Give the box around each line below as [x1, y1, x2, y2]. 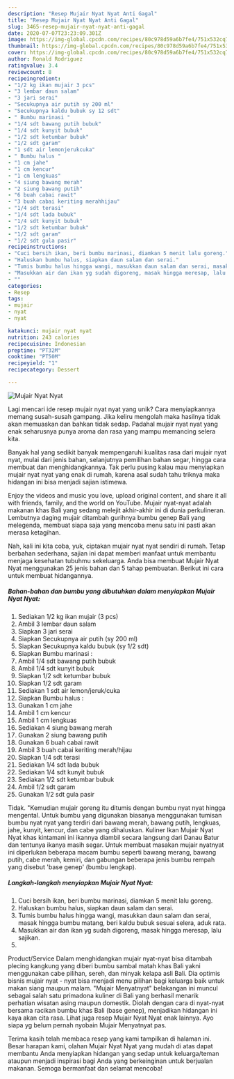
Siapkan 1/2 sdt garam [17, 679, 83, 687]
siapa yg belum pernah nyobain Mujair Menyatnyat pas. [8, 1020, 167, 1029]
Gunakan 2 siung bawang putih [17, 730, 108, 739]
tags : [8, 296, 24, 303]
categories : [8, 282, 42, 289]
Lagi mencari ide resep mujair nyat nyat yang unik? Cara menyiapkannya [8, 405, 216, 413]
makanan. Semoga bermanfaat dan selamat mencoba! [8, 1064, 162, 1072]
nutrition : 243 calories [8, 334, 80, 341]
